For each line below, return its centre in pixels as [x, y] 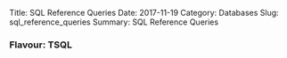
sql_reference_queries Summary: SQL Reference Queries [114, 22]
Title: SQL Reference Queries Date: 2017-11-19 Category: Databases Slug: [144, 13]
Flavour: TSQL [41, 45]
